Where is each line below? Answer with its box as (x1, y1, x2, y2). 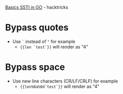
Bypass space (5, 61, 65, 73)
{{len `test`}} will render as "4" (19, 44, 88, 50)
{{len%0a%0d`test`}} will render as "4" (19, 83, 99, 89)
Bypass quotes (5, 22, 69, 33)
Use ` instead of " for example (12, 38, 75, 44)
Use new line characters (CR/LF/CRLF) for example (12, 78, 118, 84)
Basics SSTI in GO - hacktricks (5, 5, 68, 10)
